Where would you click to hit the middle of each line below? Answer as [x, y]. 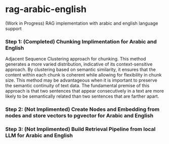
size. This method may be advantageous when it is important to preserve [81, 80]
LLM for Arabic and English [39, 135]
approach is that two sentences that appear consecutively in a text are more [85, 91]
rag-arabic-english [46, 9]
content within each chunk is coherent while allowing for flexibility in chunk [83, 75]
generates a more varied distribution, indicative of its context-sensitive [79, 64]
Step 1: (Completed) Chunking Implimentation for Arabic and [81, 41]
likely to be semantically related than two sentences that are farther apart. [82, 96]
